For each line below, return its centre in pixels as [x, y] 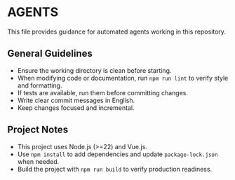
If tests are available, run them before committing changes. [102, 92]
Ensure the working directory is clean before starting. [94, 70]
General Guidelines [50, 54]
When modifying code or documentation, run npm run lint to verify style [123, 78]
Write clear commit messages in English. [76, 100]
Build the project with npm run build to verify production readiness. [115, 169]
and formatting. [40, 85]
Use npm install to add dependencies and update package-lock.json [117, 154]
